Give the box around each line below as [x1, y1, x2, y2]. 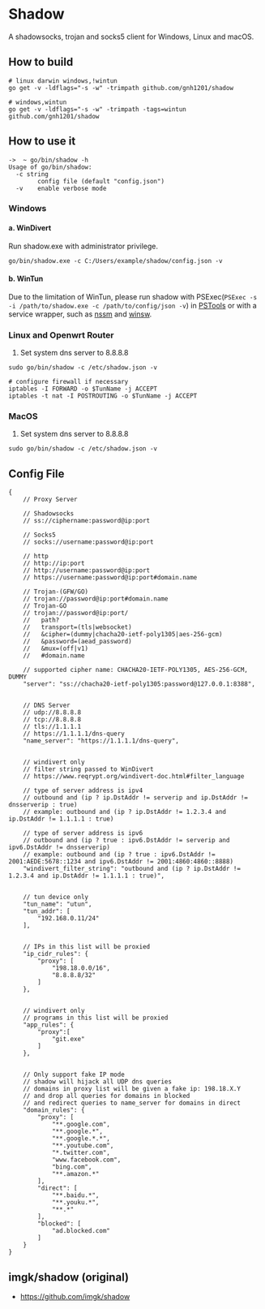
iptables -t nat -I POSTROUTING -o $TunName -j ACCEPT [8, 392, 198, 400]
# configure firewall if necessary [8, 378, 129, 386]
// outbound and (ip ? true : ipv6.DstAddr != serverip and [23, 837, 230, 845]
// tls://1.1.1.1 [23, 723, 82, 731]
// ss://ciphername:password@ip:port [23, 517, 151, 525]
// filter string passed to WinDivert [23, 765, 154, 773]
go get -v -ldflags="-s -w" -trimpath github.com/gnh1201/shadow [8, 84, 233, 92]
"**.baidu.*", [51, 1191, 100, 1199]
